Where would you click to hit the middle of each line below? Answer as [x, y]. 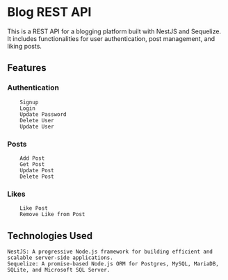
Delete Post [37, 176]
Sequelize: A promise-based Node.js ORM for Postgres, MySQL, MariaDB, [113, 264]
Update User [37, 126]
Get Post [32, 164]
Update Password [43, 114]
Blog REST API [49, 12]
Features [27, 68]
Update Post [37, 170]
